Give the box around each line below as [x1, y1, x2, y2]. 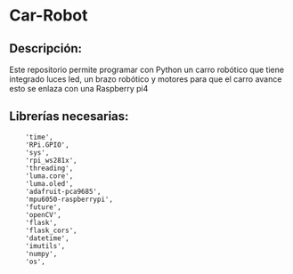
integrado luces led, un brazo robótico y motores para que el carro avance [9, 74, 282, 85]
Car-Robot [9, 5, 88, 26]
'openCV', [25, 210, 62, 219]
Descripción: [9, 41, 83, 56]
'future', [25, 202, 62, 212]
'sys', [25, 148, 50, 157]
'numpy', [25, 249, 58, 258]
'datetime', [25, 233, 69, 243]
